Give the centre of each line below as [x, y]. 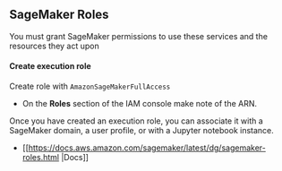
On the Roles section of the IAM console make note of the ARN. [140, 104]
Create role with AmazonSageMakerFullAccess [90, 86]
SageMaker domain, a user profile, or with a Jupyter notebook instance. [142, 131]
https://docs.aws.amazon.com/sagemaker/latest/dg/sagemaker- [147, 148]
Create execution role [50, 66]
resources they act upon [55, 46]
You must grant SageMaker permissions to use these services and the [139, 36]
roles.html [41, 158]
